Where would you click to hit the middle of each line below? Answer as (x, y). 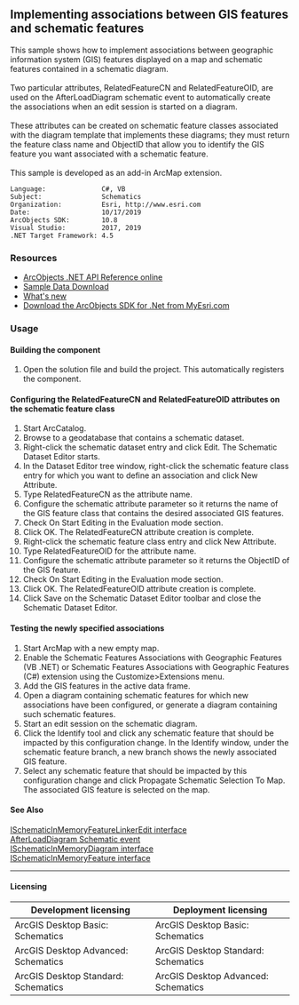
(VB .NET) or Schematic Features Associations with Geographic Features (156, 666)
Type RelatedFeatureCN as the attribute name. (108, 495)
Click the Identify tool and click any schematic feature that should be (148, 733)
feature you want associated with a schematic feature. (109, 154)
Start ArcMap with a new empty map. (91, 648)
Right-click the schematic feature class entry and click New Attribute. (149, 542)
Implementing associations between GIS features (149, 15)
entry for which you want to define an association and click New (140, 475)
